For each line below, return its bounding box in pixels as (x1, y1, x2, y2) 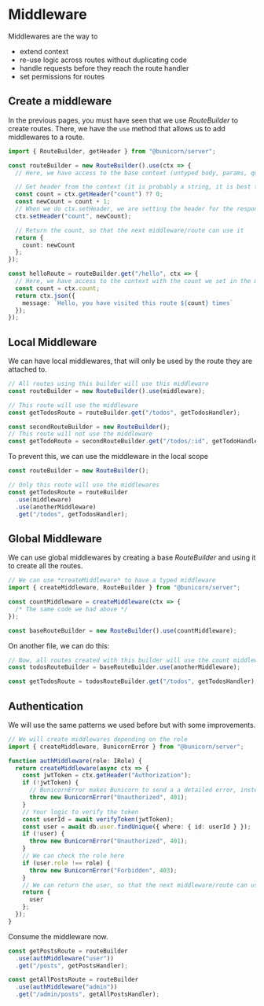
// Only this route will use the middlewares (8, 481, 159, 489)
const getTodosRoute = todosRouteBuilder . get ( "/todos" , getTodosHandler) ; (8, 677, 258, 685)
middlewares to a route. (8, 132, 85, 141)
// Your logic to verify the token (22, 808, 139, 816)
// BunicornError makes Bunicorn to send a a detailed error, (28, 786, 237, 795)
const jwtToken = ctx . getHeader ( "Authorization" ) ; (22, 772, 192, 780)
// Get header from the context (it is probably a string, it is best (15, 183, 251, 191)
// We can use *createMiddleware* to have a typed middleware (8, 576, 216, 585)
